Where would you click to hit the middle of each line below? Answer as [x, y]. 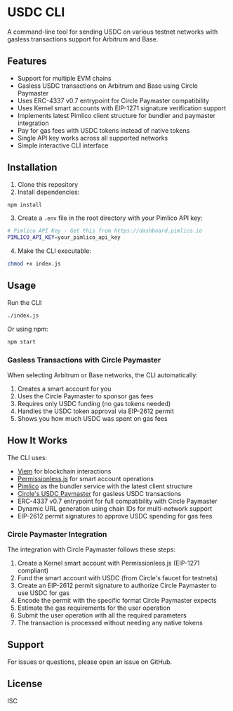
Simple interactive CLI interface [63, 145]
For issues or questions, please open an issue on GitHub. [90, 662]
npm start [22, 341]
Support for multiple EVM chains [64, 78]
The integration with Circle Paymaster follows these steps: [91, 549]
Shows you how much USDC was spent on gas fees [92, 418]
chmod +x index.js [34, 264]
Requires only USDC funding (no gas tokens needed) [94, 403]
